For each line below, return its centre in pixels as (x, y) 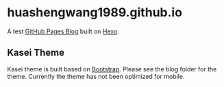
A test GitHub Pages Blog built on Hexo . (63, 31)
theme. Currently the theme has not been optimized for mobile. (96, 76)
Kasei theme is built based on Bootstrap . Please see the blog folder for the (112, 69)
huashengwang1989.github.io (95, 13)
